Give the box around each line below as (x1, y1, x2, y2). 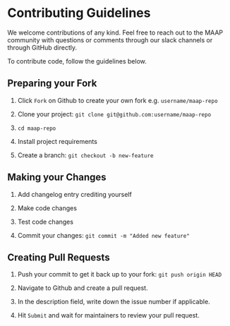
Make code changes (17, 203, 78, 212)
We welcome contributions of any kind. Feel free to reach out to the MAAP (7, 28, 224, 37)
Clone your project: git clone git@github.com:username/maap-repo (17, 109, 212, 118)
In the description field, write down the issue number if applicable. (17, 298, 210, 306)
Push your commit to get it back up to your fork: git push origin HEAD (17, 270, 222, 279)
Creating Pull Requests (7, 251, 111, 263)
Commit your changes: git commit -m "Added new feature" (17, 231, 190, 239)
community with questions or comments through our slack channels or (7, 35, 213, 44)
